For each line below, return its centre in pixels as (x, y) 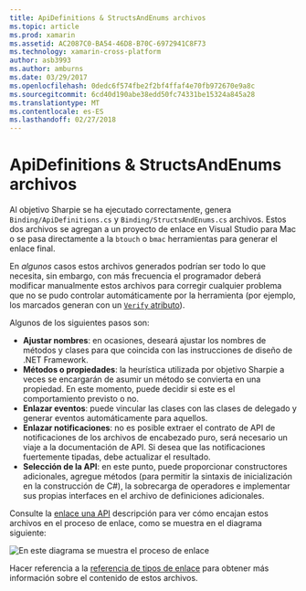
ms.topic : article (44, 26)
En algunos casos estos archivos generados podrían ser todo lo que (138, 267)
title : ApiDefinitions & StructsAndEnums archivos (108, 18)
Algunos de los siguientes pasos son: (79, 323)
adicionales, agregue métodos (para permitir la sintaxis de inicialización (157, 477)
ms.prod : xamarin (42, 35)
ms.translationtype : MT (55, 103)
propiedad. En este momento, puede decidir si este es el (129, 389)
